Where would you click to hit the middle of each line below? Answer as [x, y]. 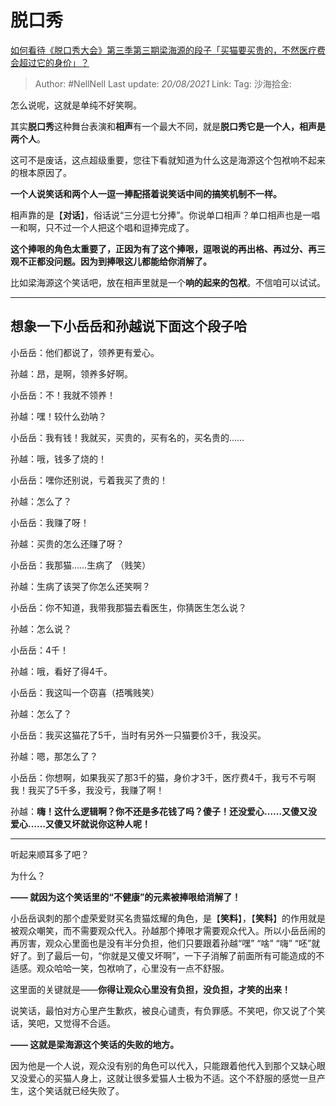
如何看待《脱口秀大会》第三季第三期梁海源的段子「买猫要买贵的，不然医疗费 [168, 50]
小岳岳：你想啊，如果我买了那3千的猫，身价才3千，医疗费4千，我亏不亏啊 [163, 777]
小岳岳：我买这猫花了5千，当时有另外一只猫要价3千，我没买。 [138, 735]
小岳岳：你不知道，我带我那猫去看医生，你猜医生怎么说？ [128, 607]
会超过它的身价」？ [50, 62]
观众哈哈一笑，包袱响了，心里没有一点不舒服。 [133, 968]
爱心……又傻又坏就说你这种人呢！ [81, 823]
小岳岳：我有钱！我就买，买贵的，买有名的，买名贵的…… [127, 437]
